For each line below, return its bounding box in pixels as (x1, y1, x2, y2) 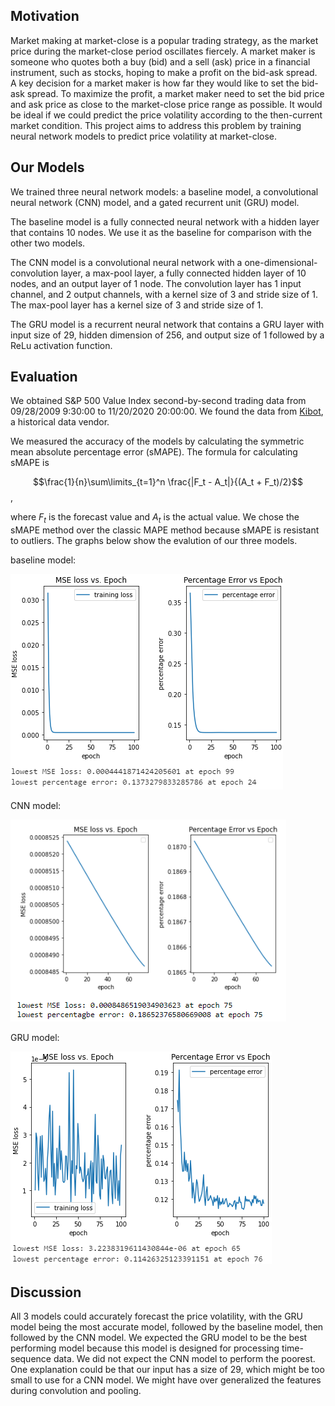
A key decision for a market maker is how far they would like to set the (10, 77, 300, 89)
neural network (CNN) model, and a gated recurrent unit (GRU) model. (10, 196, 300, 208)
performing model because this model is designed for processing (10, 1342, 280, 1354)
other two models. (10, 237, 86, 249)
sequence (10, 1353, 52, 1365)
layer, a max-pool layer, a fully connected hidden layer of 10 (60, 267, 307, 279)
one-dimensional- (244, 256, 318, 268)
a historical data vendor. (10, 416, 110, 428)
